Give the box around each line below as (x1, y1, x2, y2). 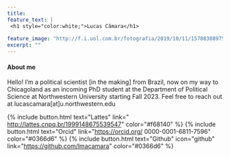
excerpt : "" (7, 42, 41, 48)
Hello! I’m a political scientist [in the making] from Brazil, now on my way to (7, 78, 219, 86)
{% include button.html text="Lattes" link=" (7, 113, 129, 122)
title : (7, 10, 26, 17)
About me (7, 63, 36, 71)
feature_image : (7, 35, 51, 42)
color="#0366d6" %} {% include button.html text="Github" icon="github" (7, 134, 215, 143)
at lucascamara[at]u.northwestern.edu (7, 100, 116, 108)
